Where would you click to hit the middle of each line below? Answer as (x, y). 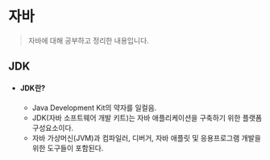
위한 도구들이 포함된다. (68, 148)
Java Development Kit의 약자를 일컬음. (94, 107)
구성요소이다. (53, 128)
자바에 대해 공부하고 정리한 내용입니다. (88, 40)
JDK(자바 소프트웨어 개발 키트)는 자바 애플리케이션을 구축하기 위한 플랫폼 (147, 117)
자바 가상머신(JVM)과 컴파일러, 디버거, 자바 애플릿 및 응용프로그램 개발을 (147, 137)
